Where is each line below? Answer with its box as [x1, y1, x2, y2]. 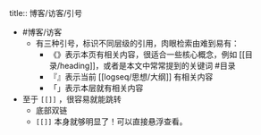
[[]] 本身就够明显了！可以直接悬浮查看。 [35, 116, 188, 127]
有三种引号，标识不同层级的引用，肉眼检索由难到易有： [35, 38, 240, 48]
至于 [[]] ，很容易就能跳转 [21, 94, 122, 105]
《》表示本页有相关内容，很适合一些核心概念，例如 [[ [48, 49, 246, 60]
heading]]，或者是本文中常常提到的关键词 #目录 [59, 61, 236, 71]
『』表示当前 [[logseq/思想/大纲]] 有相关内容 [48, 72, 214, 82]
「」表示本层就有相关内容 [48, 83, 144, 93]
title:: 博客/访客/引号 [9, 8, 83, 18]
